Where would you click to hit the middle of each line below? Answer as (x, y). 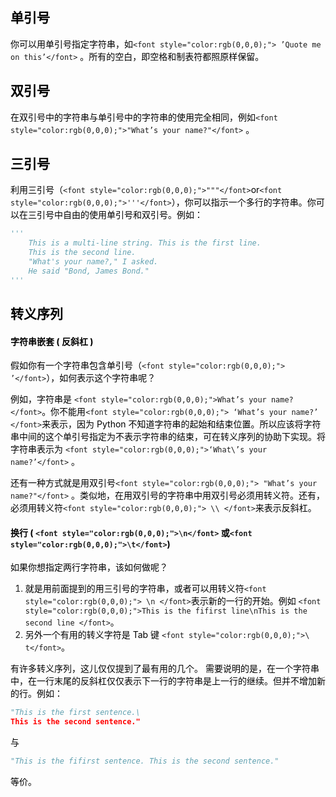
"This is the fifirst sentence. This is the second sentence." (145, 761)
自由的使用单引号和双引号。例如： (132, 215)
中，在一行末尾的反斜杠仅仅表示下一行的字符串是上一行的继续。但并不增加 (163, 681)
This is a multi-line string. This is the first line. (145, 243)
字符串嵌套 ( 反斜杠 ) (52, 341)
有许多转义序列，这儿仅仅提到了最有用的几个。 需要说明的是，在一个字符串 (165, 669)
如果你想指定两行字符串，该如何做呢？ (89, 567)
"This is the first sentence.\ (75, 713)
